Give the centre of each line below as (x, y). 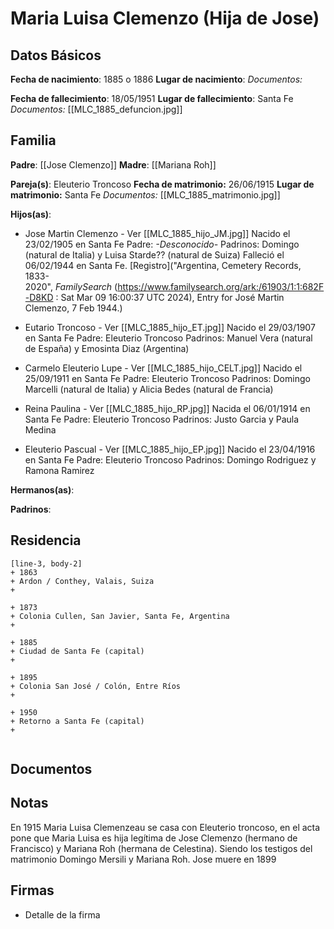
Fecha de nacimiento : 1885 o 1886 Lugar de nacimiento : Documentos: (156, 79)
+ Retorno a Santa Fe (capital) (77, 721)
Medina (40, 429)
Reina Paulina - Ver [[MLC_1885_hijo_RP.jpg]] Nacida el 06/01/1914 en (167, 408)
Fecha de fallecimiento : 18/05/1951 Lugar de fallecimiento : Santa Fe (152, 98)
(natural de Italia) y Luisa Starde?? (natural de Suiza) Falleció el (154, 254)
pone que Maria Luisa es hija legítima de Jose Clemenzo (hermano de (154, 838)
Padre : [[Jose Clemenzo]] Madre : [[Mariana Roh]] (113, 164)
